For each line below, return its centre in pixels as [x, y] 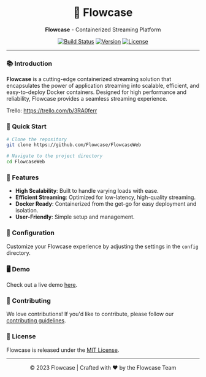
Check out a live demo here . [42, 284]
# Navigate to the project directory [55, 156]
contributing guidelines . [36, 321]
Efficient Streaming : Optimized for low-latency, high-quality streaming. [105, 197]
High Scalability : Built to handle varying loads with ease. [87, 191]
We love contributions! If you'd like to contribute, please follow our [90, 314]
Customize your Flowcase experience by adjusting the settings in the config [102, 246]
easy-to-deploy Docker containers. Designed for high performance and [97, 92]
